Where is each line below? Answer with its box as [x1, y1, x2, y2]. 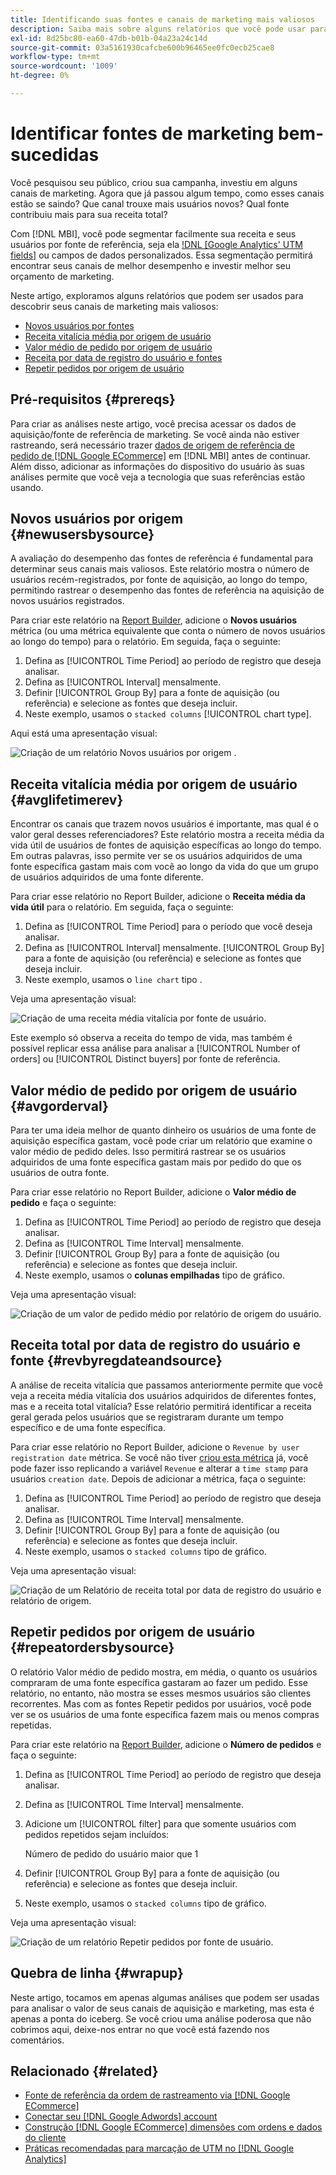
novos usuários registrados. [10, 595, 125, 607]
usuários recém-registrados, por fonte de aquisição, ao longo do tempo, [10, 574, 308, 586]
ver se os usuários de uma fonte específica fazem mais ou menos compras [10, 1708, 320, 1720]
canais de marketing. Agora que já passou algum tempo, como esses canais [10, 187, 325, 199]
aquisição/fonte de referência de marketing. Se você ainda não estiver [10, 428, 300, 440]
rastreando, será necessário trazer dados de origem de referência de [10, 439, 295, 451]
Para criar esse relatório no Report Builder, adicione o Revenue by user [10, 1441, 300, 1453]
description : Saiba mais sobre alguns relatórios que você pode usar [10, 24, 307, 34]
